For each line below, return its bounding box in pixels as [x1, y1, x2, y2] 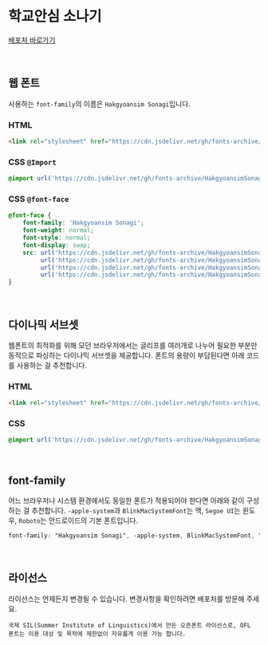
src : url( [22, 248, 56, 256]
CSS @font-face [8, 193, 69, 204]
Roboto [18, 517, 41, 525]
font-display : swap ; [22, 241, 91, 249]
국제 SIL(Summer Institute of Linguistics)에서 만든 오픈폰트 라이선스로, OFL [8, 621, 251, 629]
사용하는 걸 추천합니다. [16, 360, 88, 370]
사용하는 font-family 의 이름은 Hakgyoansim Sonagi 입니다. [8, 99, 191, 109]
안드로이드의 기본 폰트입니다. [48, 516, 138, 525]
